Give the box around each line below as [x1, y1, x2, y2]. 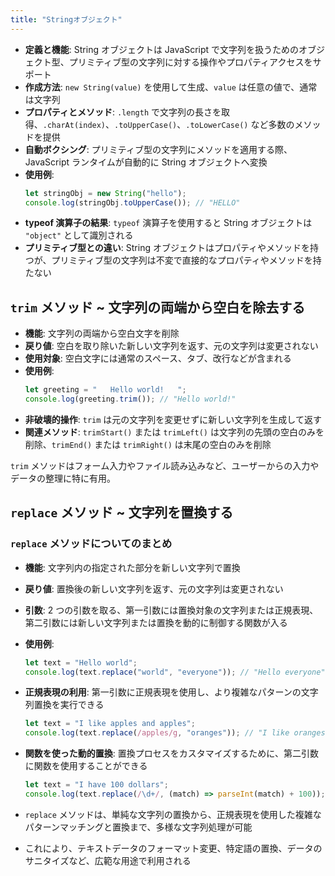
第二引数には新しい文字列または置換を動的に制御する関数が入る [24, 616, 288, 628]
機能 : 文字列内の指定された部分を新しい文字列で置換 [24, 561, 241, 573]
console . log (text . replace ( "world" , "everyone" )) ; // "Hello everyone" [24, 667, 326, 677]
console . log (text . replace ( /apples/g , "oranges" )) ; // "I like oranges [24, 728, 326, 738]
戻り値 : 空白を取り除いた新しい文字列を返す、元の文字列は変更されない [24, 340, 319, 352]
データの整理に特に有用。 [10, 472, 116, 484]
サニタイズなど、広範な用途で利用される [24, 854, 192, 866]
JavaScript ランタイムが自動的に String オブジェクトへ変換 [24, 156, 268, 168]
